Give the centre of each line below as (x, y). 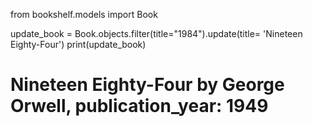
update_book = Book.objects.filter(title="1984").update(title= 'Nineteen (156, 33)
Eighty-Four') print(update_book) (78, 44)
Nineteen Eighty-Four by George (147, 85)
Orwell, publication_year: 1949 (139, 106)
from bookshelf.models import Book (84, 14)
